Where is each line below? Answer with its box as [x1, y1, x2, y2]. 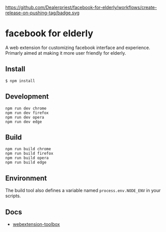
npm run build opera [5, 155, 49, 160]
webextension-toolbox [12, 221, 60, 227]
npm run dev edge [5, 119, 42, 124]
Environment [5, 174, 47, 182]
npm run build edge [5, 160, 47, 165]
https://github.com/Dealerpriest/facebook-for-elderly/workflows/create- [5, 5, 157, 10]
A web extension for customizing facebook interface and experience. [5, 44, 150, 51]
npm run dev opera [5, 114, 44, 120]
